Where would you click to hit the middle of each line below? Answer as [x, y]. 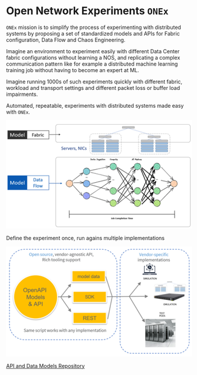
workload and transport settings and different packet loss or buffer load [93, 88]
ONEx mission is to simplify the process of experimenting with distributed [94, 27]
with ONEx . [18, 112]
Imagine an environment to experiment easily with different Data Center [93, 51]
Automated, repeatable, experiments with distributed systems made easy [95, 105]
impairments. [22, 94]
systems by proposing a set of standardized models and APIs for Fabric [93, 33]
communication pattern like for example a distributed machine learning [92, 64]
